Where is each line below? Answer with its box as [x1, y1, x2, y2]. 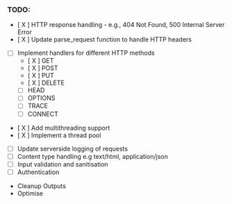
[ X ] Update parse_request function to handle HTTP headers [17, 35, 192, 44]
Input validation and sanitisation [17, 160, 109, 168]
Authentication [17, 168, 60, 176]
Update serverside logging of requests [17, 144, 129, 153]
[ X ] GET [27, 57, 54, 65]
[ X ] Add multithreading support [17, 124, 110, 132]
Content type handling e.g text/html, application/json [17, 152, 168, 160]
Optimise [17, 189, 44, 197]
